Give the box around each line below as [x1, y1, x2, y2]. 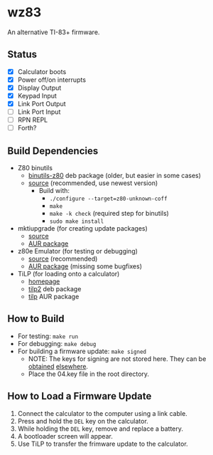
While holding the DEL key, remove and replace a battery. [17, 424, 183, 433]
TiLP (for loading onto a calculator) [17, 270, 120, 278]
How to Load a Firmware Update [7, 390, 152, 402]
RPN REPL [17, 115, 48, 125]
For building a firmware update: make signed [17, 347, 147, 355]
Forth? [17, 124, 37, 132]
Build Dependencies [7, 145, 99, 157]
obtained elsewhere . [28, 362, 89, 370]
